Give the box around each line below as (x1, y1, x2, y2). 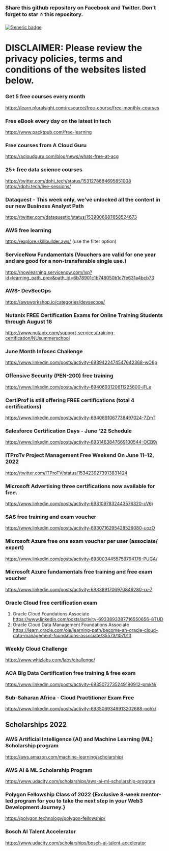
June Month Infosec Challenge (5, 348, 83, 355)
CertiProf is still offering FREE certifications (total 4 (5, 397, 135, 404)
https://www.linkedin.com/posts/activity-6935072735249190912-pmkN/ (5, 681, 157, 687)
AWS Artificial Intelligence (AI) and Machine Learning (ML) (5, 735, 153, 743)
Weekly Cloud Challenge (5, 646, 68, 653)
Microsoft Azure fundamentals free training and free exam (5, 568, 153, 576)
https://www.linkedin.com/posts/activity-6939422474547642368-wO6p (5, 359, 158, 365)
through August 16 (5, 318, 52, 325)
